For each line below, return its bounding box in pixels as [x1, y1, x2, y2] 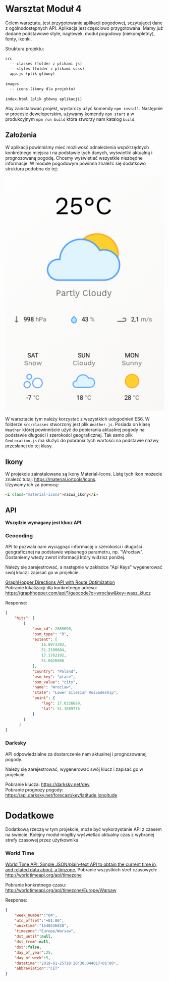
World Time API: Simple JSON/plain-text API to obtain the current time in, [5, 861, 157, 867]
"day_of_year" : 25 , [14, 950, 53, 955]
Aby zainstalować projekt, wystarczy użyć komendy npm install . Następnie [5, 105, 163, 111]
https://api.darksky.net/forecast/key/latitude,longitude [5, 792, 118, 798]
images [5, 81, 19, 86]
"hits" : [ [14, 616, 35, 621]
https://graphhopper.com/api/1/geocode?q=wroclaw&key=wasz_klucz [5, 590, 151, 596]
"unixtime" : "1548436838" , [14, 923, 69, 928]
